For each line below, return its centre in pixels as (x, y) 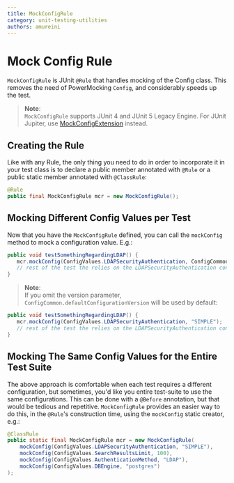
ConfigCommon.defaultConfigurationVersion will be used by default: (121, 302)
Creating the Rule (46, 145)
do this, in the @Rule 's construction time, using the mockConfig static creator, (116, 414)
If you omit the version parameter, (73, 295)
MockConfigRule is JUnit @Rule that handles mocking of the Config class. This (117, 80)
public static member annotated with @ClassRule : (77, 177)
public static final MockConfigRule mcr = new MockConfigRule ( (101, 440)
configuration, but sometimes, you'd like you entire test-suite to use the (110, 392)
